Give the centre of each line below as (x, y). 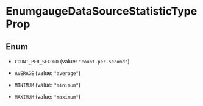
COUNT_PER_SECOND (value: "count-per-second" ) (72, 61)
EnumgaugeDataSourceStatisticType (101, 11)
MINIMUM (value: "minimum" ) (47, 85)
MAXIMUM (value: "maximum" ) (47, 97)
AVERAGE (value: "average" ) (47, 73)
